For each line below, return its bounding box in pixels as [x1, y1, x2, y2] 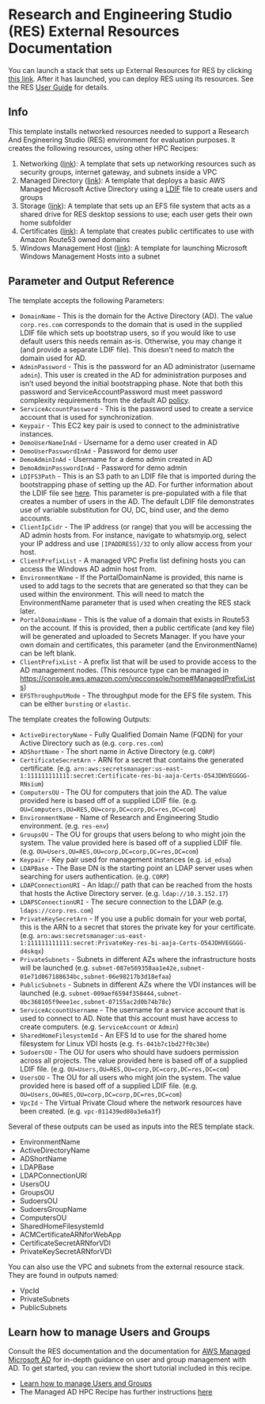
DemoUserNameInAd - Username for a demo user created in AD [19, 437, 218, 447]
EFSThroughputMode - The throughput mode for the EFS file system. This [19, 690, 252, 700]
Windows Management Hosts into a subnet [19, 252, 161, 261]
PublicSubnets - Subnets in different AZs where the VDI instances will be [19, 979, 257, 989]
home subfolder [19, 217, 72, 227]
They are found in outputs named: [8, 1270, 119, 1279]
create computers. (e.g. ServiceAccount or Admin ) [19, 1021, 180, 1031]
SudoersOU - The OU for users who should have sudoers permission [19, 1047, 239, 1056]
